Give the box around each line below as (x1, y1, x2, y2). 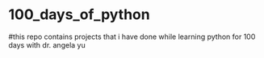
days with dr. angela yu (8, 40, 86, 49)
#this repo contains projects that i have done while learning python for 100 (8, 32, 256, 41)
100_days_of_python (8, 6, 151, 24)
